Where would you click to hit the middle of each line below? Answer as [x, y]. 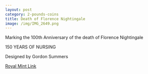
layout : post [19, 10]
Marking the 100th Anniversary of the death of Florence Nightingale [74, 37]
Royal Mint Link [21, 66]
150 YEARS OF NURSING [31, 47]
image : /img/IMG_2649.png [32, 23]
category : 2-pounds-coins [32, 14]
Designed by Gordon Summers [37, 57]
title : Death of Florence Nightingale [45, 19]
